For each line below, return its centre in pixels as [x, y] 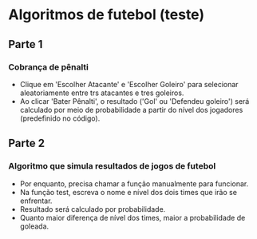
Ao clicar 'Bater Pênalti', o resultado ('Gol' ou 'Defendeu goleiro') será [134, 101]
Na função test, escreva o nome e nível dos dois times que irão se [128, 192]
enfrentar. [36, 201]
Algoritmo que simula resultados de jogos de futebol [112, 166]
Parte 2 [27, 143]
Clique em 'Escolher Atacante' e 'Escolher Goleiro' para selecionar [129, 84]
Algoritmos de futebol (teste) [107, 15]
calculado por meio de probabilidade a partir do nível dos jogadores [131, 110]
